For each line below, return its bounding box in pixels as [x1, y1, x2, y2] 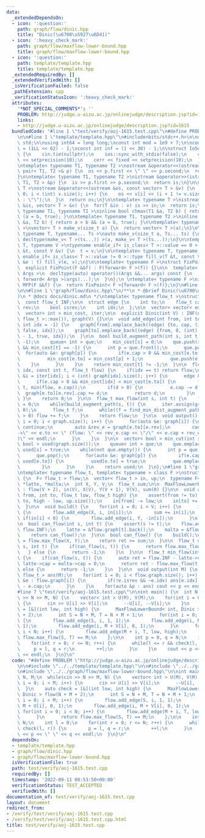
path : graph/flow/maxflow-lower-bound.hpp [17, 43, 127, 50]
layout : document [6, 799, 51, 806]
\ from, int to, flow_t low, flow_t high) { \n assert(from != [17, 492, 187, 499]
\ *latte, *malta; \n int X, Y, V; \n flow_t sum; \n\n [17, 481, 160, 487]
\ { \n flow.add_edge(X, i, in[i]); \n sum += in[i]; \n [17, 509, 195, 516]
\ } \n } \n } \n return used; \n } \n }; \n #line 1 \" [17, 464, 195, 470]
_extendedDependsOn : [12, 15, 64, 21]
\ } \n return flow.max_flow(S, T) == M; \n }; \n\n [17, 714, 182, 721]
